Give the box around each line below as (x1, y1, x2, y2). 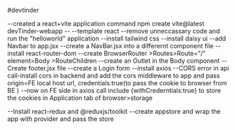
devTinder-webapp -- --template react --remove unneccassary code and (7, 27, 220, 35)
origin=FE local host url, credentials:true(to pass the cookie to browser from (7, 79, 227, 87)
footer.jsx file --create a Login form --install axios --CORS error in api (27, 64, 229, 72)
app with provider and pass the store (7, 115, 114, 123)
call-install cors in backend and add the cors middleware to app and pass (7, 71, 220, 80)
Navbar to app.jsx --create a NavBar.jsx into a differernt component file (7, 42, 214, 50)
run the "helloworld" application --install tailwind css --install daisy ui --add (7, 34, 227, 43)
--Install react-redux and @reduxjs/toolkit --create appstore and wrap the (7, 108, 221, 115)
